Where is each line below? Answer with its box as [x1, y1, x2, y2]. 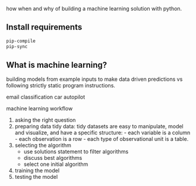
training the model [14, 167, 60, 174]
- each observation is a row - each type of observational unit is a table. [14, 135, 189, 143]
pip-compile [6, 38, 36, 44]
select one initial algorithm [23, 160, 88, 168]
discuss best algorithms [23, 155, 83, 162]
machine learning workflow [6, 105, 73, 112]
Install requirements [6, 22, 83, 32]
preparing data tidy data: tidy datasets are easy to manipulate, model [14, 123, 184, 130]
